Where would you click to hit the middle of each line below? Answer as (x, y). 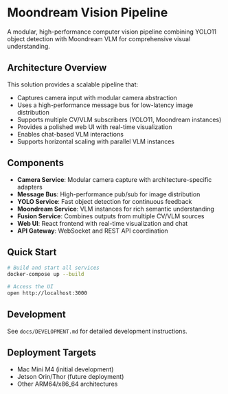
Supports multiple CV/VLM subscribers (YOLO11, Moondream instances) (119, 119)
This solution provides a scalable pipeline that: (73, 84)
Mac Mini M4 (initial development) (65, 369)
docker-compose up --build (46, 275)
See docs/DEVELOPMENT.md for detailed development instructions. (97, 331)
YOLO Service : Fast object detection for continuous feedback (104, 201)
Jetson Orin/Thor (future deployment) (70, 376)
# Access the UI (30, 287)
